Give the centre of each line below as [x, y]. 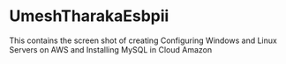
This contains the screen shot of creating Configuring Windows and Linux [143, 40]
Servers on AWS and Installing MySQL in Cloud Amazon [111, 49]
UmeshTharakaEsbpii [89, 16]
